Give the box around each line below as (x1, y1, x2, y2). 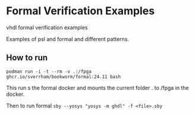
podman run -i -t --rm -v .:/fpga (6, 69, 92, 74)
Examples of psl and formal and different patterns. (6, 35, 130, 42)
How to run (6, 52, 48, 63)
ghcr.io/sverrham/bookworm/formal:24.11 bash (6, 73, 121, 80)
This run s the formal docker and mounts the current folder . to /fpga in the (6, 84, 189, 91)
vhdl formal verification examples (6, 24, 88, 31)
